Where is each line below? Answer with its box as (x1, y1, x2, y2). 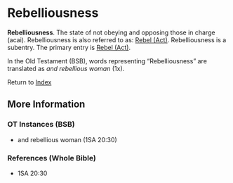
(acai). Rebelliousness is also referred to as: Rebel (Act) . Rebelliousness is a (7, 35, 227, 44)
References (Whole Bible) (7, 153, 96, 163)
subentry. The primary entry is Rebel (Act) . (7, 43, 131, 51)
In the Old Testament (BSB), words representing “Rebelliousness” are (7, 56, 207, 65)
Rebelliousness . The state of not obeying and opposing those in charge (7, 28, 215, 37)
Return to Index (7, 77, 52, 86)
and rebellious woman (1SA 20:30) (17, 135, 117, 144)
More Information (7, 99, 86, 111)
